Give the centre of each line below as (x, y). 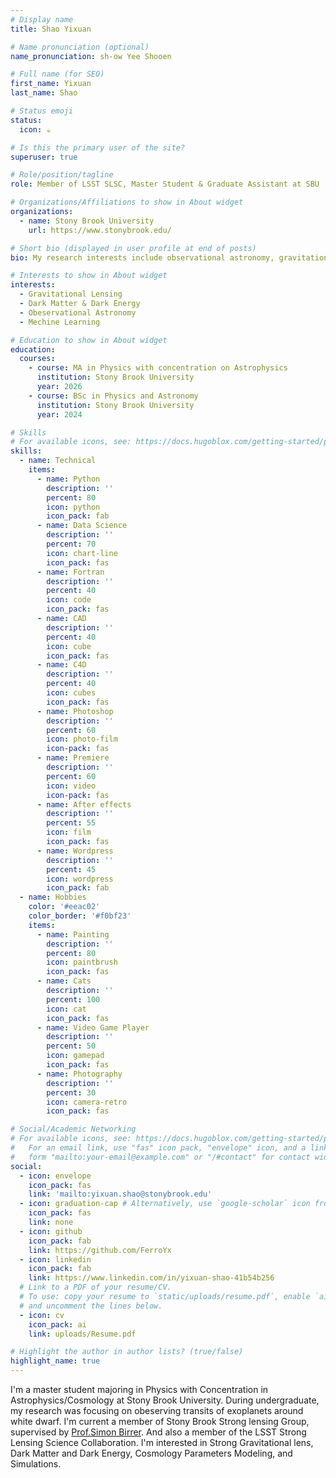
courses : (37, 359)
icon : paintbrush (82, 962)
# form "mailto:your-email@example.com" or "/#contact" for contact (160, 1157)
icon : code (69, 600)
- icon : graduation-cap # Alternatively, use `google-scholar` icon (165, 1204)
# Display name (42, 19)
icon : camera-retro (87, 1102)
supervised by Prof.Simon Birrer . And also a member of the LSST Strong (158, 1432)
